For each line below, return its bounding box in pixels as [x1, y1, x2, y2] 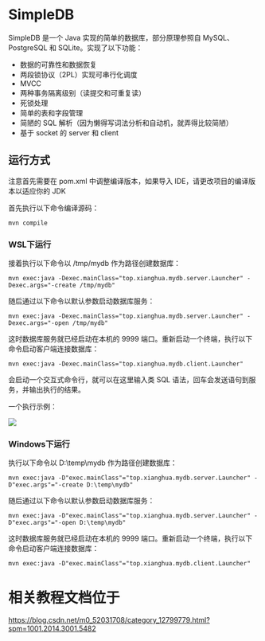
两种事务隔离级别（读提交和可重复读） [19, 88, 146, 97]
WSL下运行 [8, 239, 52, 250]
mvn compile [8, 219, 48, 227]
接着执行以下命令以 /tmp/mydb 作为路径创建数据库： [8, 259, 181, 268]
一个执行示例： [8, 402, 57, 412]
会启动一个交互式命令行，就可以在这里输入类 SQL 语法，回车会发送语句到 [8, 375, 249, 385]
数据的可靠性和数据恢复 [19, 60, 97, 69]
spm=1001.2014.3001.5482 [8, 623, 97, 634]
